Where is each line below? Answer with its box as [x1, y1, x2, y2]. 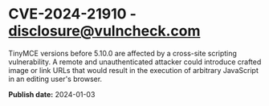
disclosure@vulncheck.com [8, 22, 201, 40]
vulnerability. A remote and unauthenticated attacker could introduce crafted [8, 57, 262, 67]
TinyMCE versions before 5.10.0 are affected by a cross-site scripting [8, 48, 237, 58]
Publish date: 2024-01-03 [8, 89, 96, 99]
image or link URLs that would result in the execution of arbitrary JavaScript [8, 65, 259, 75]
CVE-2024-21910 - [8, 5, 137, 23]
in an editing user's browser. [8, 74, 103, 84]
